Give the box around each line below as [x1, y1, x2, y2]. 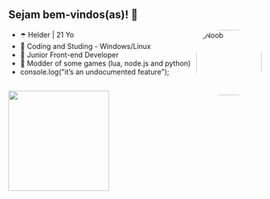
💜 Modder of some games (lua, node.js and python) [19, 58, 191, 68]
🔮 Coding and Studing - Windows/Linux [19, 41, 151, 51]
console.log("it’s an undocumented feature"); [19, 67, 170, 76]
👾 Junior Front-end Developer [19, 50, 119, 59]
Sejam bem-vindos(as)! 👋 [8, 8, 138, 22]
